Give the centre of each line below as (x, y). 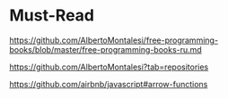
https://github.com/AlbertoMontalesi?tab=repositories (109, 67)
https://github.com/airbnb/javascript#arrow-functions (109, 84)
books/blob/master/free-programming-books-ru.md (105, 49)
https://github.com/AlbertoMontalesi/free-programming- (114, 40)
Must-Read (52, 16)
